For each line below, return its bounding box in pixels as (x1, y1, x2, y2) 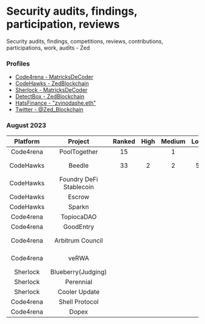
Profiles (6, 59, 31, 68)
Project (68, 137, 90, 145)
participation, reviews (6, 17, 120, 31)
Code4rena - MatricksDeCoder (15, 73, 93, 81)
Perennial (65, 277, 93, 286)
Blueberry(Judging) (50, 268, 107, 276)
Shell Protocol (59, 297, 99, 306)
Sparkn (68, 202, 90, 211)
